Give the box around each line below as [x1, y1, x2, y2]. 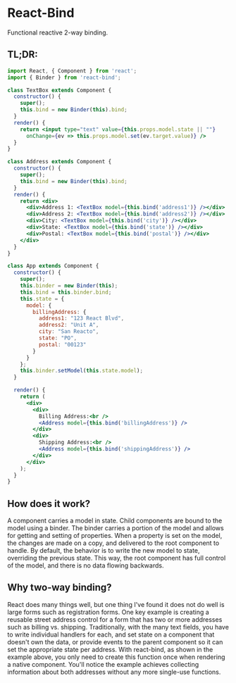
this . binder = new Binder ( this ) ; [20, 282, 118, 289]
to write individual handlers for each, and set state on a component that [7, 630, 215, 639]
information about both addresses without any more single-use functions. [7, 668, 221, 676]
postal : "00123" [38, 341, 87, 348]
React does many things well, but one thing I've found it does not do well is [7, 600, 225, 608]
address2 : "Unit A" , [38, 322, 99, 329]
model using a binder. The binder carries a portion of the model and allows [7, 524, 224, 532]
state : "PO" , [38, 334, 77, 341]
